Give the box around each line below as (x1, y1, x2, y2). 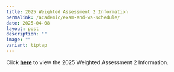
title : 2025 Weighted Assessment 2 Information (6, 8, 129, 15)
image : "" (6, 37, 31, 43)
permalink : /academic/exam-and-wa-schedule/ (6, 14, 120, 20)
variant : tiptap (6, 43, 47, 49)
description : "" (6, 31, 47, 37)
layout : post (6, 25, 39, 32)
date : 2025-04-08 (6, 20, 50, 26)
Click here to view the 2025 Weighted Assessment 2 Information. (6, 58, 169, 66)
